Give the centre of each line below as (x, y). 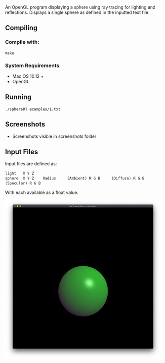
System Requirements (32, 65)
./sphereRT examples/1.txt (33, 109)
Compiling (21, 28)
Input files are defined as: (31, 164)
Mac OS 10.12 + (28, 76)
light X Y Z (20, 174)
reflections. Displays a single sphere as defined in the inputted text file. (77, 12)
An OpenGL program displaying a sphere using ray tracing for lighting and (80, 7)
